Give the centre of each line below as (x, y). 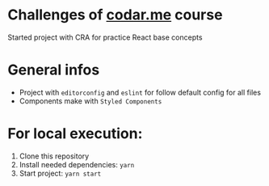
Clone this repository (54, 156)
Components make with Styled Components (90, 101)
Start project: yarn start (60, 173)
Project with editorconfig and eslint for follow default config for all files (140, 92)
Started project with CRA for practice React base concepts (105, 37)
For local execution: (75, 134)
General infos (54, 70)
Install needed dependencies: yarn (77, 164)
